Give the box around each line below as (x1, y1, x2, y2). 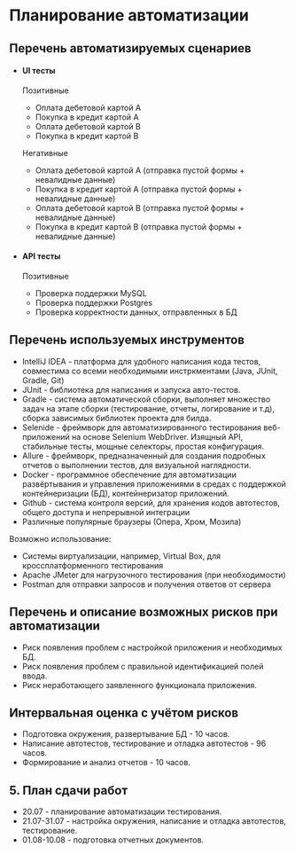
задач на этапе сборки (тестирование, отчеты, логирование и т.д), (21, 403, 275, 413)
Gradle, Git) (21, 374, 65, 386)
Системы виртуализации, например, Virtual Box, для (21, 551, 221, 561)
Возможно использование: (9, 533, 112, 544)
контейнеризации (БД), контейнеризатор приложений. (21, 488, 230, 498)
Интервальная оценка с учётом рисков (9, 706, 239, 720)
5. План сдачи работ (9, 782, 128, 798)
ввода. (21, 670, 48, 681)
